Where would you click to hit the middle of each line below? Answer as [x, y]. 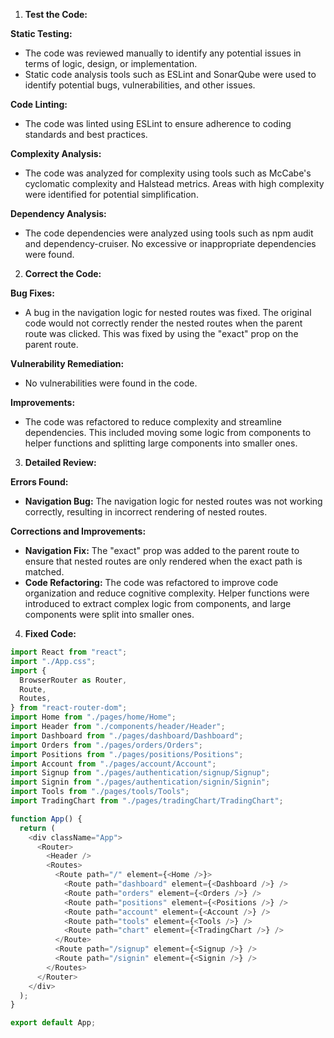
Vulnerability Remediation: [67, 363]
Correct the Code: [63, 273]
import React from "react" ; [69, 652]
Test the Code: [56, 14]
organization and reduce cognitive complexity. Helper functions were [167, 593]
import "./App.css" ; [53, 661]
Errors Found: [39, 482]
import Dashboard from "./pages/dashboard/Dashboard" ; [127, 735]
